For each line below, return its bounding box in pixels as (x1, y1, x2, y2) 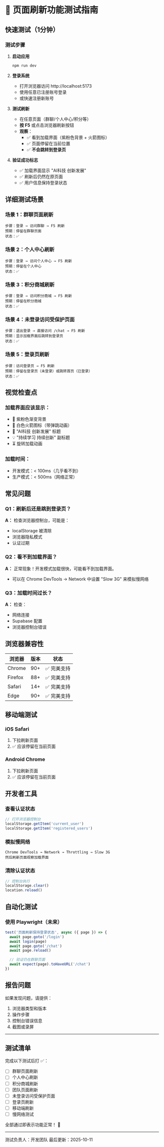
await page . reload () (9, 948, 51, 953)
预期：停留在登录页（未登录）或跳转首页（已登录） (5, 368, 93, 373)
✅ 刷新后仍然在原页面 (19, 173, 63, 179)
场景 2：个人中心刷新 (5, 246, 55, 253)
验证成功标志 (12, 157, 38, 163)
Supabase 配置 (12, 618, 42, 624)
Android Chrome (5, 756, 45, 763)
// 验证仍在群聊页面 (9, 957, 45, 962)
